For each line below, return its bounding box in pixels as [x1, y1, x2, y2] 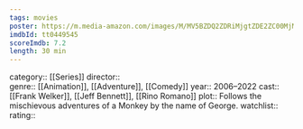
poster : [9, 22, 39, 31]
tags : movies [9, 13, 59, 23]
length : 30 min [9, 47, 67, 56]
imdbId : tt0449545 [9, 30, 78, 39]
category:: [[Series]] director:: [9, 71, 121, 82]
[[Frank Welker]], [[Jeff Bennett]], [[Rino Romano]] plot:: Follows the [9, 91, 262, 102]
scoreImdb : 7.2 [9, 38, 67, 48]
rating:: [9, 110, 36, 121]
